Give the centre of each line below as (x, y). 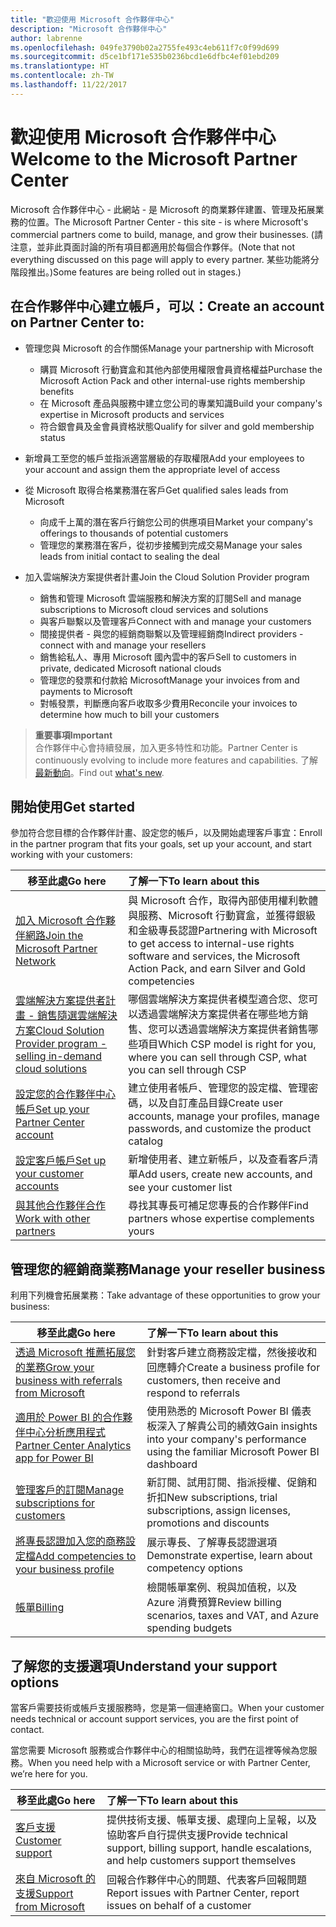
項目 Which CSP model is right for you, (227, 1044)
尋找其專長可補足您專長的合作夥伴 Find (218, 1206)
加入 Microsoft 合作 (61, 921)
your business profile (65, 1569)
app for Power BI (54, 1458)
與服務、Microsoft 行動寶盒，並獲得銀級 (222, 916)
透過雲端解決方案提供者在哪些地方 (218, 1014)
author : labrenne (46, 38)
